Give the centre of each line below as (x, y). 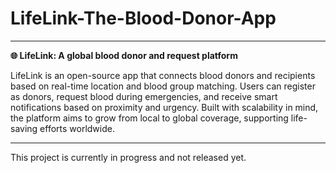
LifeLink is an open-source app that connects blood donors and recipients (163, 75)
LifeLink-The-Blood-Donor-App (143, 18)
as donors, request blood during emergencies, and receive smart (144, 96)
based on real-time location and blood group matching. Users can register (163, 86)
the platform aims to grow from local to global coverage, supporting (149, 118)
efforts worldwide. (77, 128)
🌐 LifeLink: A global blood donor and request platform (124, 55)
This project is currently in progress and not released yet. (128, 157)
